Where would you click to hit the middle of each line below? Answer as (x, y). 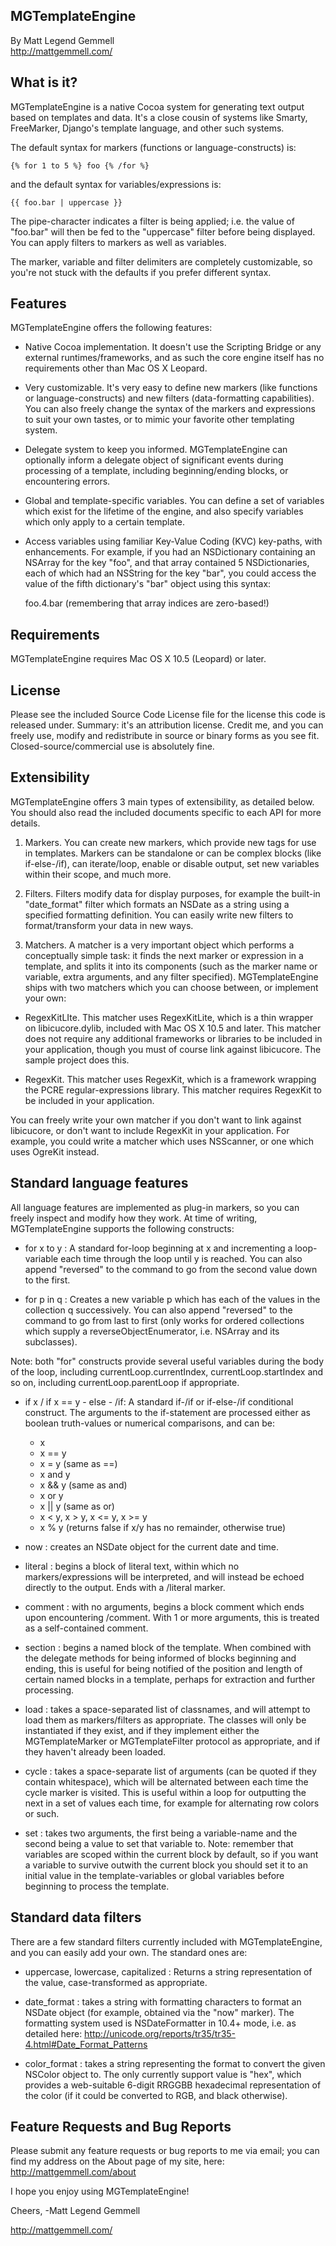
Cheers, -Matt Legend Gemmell (75, 2211)
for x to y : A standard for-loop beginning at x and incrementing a (158, 1248)
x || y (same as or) (77, 1506)
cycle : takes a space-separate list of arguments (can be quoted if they (170, 1771)
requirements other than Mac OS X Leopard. (116, 368)
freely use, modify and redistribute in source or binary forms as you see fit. (165, 736)
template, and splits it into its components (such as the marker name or (171, 966)
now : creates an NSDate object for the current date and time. (151, 1546)
